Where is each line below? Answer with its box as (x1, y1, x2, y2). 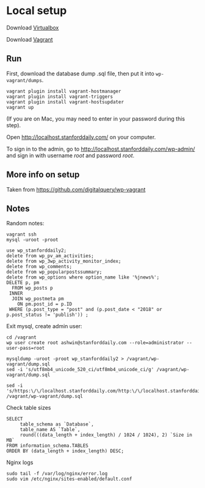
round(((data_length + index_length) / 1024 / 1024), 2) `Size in (20, 432, 192, 438)
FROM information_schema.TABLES (6, 443, 88, 449)
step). (6, 121, 21, 129)
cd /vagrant (6, 334, 37, 340)
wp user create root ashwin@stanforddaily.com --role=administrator (6, 340, 184, 346)
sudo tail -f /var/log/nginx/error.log (6, 471, 108, 477)
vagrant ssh (6, 231, 37, 238)
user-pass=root (6, 345, 45, 351)
